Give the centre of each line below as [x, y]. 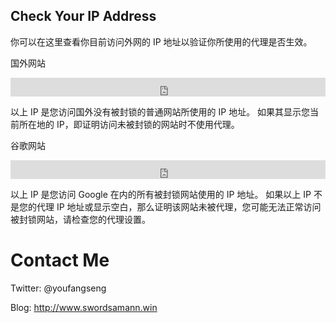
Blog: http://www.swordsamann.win [84, 307]
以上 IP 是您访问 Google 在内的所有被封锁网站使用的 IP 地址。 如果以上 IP [161, 194]
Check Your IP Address [83, 16]
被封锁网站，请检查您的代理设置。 [80, 219]
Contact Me [60, 260]
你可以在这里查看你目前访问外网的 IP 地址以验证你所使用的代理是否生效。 [161, 41]
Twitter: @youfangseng [58, 288]
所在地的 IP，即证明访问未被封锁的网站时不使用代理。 [129, 124]
